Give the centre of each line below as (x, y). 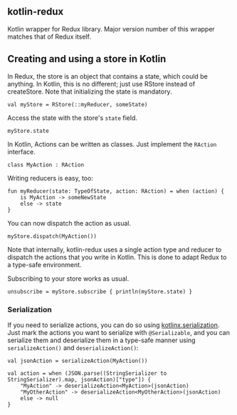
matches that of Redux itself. (49, 36)
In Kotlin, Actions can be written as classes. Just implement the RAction (112, 144)
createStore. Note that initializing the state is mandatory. (90, 91)
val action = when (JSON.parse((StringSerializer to (87, 373)
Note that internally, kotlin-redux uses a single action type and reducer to (115, 249)
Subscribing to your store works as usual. (68, 279)
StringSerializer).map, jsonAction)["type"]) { (79, 379)
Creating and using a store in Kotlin (87, 59)
